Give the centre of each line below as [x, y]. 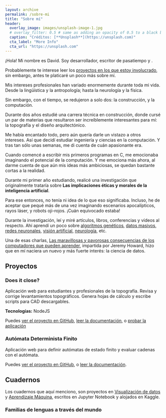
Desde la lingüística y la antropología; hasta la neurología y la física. [74, 90]
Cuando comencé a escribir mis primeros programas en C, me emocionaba [82, 155]
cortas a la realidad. [25, 170]
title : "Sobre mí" [24, 19]
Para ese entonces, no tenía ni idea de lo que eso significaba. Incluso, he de [83, 200]
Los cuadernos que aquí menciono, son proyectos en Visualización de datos [83, 392]
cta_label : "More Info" [34, 42]
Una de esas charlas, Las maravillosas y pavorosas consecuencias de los [80, 240]
